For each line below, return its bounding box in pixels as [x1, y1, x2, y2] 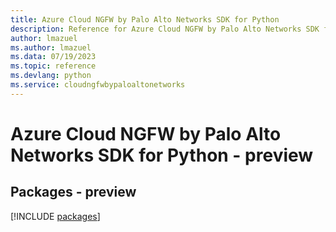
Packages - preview [10, 184, 137, 201]
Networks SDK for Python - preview [10, 144, 314, 166]
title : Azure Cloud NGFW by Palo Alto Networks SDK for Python [10, 14, 280, 25]
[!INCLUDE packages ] [10, 210, 101, 222]
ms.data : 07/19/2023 [10, 52, 97, 62]
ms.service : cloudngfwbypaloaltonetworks [10, 80, 186, 90]
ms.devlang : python [10, 71, 92, 81]
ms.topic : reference [10, 61, 97, 71]
